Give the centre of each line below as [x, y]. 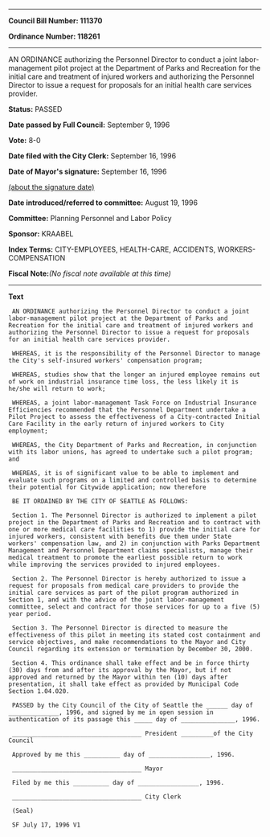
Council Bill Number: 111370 [55, 21]
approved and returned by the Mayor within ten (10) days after [118, 677]
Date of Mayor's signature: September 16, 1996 [88, 171]
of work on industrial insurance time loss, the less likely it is [124, 382]
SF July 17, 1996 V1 [46, 825]
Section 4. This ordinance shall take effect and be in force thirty [131, 663]
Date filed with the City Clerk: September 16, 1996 [92, 156]
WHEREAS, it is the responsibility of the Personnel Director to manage [136, 354]
